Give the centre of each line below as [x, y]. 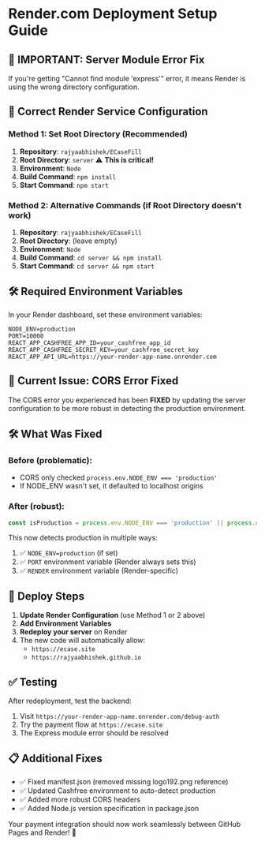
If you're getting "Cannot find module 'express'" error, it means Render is [127, 79]
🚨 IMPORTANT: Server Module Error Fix [106, 60]
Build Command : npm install [68, 176]
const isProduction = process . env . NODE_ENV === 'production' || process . [132, 523]
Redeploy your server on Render [73, 632]
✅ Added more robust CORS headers [80, 799]
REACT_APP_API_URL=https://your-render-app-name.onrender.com [112, 357]
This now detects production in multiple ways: [83, 538]
